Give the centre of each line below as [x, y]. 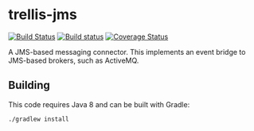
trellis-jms [43, 15]
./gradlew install [39, 119]
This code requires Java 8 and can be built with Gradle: [99, 104]
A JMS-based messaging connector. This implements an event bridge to [127, 52]
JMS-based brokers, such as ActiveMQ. [74, 60]
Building [29, 85]
